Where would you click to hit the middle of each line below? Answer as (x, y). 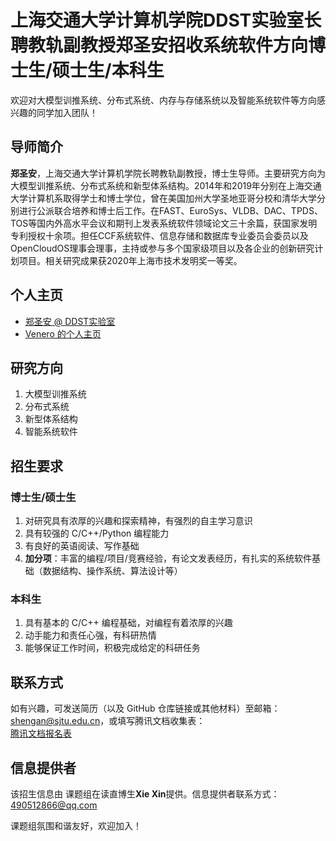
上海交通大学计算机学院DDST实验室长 (166, 20)
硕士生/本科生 (108, 70)
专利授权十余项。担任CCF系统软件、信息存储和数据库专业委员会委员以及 (159, 235)
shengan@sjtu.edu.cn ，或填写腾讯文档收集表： (108, 721)
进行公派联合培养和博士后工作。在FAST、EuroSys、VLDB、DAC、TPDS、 (170, 210)
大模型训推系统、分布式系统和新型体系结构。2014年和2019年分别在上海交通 (166, 185)
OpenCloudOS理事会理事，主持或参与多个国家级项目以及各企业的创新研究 (162, 248)
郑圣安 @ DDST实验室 (70, 321)
